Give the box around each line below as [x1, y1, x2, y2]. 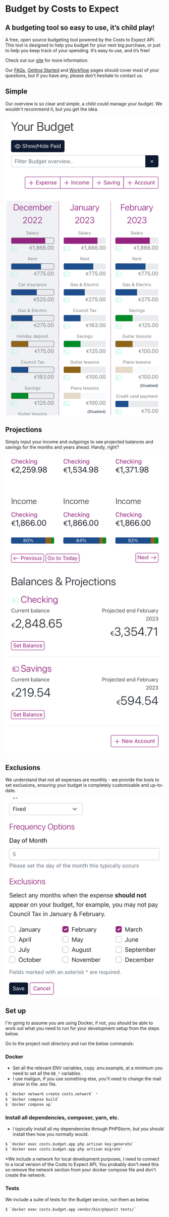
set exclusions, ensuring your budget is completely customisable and [5, 782, 149, 788]
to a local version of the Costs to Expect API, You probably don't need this [5, 1161, 159, 1167]
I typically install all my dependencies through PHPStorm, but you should [12, 1126, 164, 1132]
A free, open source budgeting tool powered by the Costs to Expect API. [5, 37, 155, 43]
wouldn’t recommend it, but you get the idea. [5, 106, 99, 112]
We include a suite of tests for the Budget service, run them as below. [5, 1196, 150, 1202]
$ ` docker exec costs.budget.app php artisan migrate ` [5, 1147, 123, 1152]
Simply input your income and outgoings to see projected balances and [5, 439, 154, 445]
